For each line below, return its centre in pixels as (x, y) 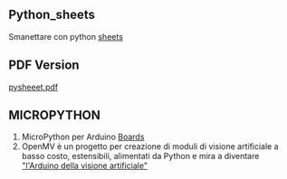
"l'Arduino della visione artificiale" (85, 165)
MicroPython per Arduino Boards (83, 137)
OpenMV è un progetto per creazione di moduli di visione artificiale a (150, 146)
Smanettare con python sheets (66, 36)
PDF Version (44, 66)
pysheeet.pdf (33, 87)
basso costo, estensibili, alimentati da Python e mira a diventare (140, 156)
